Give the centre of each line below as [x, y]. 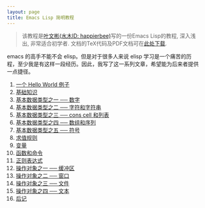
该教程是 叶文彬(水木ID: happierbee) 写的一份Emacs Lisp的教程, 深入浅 [109, 36]
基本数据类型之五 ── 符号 [48, 130]
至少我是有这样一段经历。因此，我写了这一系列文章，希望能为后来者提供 [108, 64]
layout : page [23, 12]
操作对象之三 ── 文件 [42, 183]
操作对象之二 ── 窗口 [42, 175]
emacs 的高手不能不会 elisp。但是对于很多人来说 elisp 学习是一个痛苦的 [97, 56]
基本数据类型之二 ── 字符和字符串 [58, 107]
